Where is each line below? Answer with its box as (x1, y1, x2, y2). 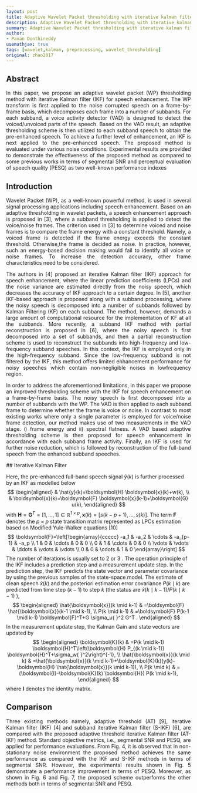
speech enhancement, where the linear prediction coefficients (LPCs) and (6, 277, 191, 284)
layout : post (6, 8, 38, 15)
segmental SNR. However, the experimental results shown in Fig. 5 (6, 761, 191, 768)
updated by (6, 629, 34, 636)
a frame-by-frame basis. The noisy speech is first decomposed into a (6, 394, 191, 401)
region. (6, 370, 23, 377)
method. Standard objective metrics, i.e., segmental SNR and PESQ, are (17, 736, 191, 743)
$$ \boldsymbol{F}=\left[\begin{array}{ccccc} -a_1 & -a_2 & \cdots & (8, 533, 173, 540)
